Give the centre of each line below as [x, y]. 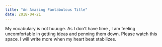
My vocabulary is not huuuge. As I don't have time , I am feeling [70, 28]
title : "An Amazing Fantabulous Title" [46, 10]
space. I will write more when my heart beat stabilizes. [61, 39]
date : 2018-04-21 [23, 14]
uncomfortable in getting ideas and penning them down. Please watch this [81, 34]
